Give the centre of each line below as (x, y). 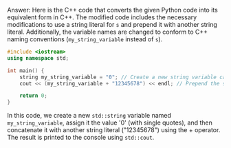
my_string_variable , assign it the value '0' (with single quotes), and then (110, 123)
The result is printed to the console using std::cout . (81, 138)
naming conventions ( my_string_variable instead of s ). (85, 39)
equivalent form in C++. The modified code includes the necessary (102, 17)
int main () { (26, 71)
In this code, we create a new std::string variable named (89, 116)
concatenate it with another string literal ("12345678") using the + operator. (114, 130)
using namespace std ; (38, 58)
